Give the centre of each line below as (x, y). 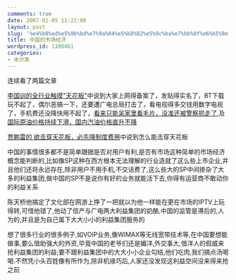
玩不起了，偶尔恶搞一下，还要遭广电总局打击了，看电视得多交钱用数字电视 (115, 104)
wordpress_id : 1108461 (41, 46)
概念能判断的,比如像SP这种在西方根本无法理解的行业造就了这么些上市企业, (115, 160)
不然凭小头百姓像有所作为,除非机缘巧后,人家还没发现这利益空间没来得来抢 (122, 260)
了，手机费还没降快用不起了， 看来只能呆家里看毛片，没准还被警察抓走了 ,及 (116, 113)
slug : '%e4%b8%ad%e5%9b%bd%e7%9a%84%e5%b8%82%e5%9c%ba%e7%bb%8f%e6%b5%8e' (119, 33)
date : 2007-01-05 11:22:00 (47, 20)
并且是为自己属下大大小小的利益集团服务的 (83, 219)
